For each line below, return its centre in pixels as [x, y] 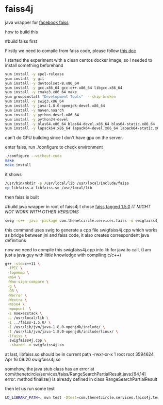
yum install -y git [25, 79]
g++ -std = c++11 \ [23, 264]
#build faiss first [21, 41]
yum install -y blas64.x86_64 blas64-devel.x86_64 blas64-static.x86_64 [80, 124]
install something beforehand [34, 65]
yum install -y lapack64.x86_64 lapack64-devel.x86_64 [62, 128]
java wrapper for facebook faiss [37, 22]
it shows [13, 174]
